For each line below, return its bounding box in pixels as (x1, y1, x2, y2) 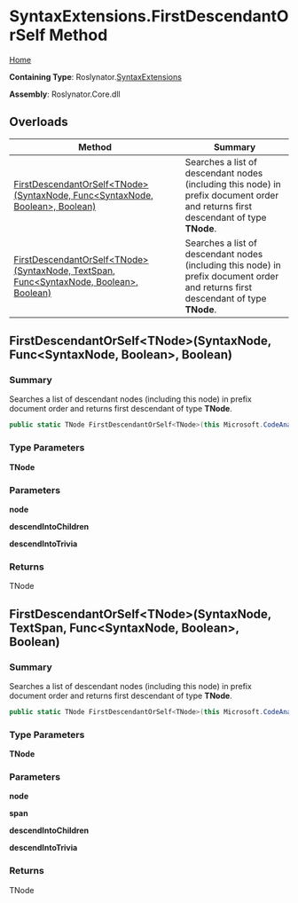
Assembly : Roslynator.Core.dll (9, 89, 122, 99)
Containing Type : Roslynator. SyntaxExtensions (9, 71, 182, 82)
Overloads (9, 114, 68, 130)
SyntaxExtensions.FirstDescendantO (9, 6, 289, 27)
